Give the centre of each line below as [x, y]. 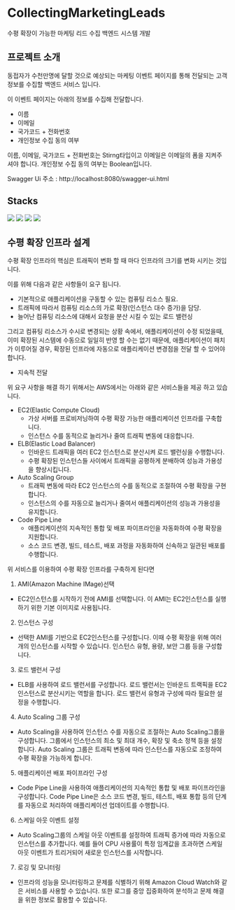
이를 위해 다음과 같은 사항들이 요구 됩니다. [64, 284]
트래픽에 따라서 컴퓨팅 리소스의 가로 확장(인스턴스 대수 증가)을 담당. [109, 308]
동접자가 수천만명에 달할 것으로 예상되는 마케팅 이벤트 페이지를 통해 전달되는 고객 [117, 76]
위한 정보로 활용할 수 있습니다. [66, 900]
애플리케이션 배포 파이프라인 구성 [62, 773]
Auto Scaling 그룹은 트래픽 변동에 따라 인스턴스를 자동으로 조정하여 [130, 749]
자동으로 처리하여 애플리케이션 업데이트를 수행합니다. [97, 805]
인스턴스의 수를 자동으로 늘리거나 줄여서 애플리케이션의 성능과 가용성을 [124, 503]
